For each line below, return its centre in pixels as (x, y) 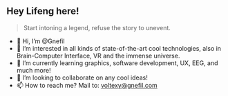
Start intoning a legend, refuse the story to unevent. (97, 27)
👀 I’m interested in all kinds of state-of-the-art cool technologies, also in (119, 48)
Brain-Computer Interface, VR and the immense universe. (98, 56)
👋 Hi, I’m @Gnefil (40, 41)
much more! (34, 70)
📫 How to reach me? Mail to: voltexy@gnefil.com (87, 85)
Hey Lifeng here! (43, 11)
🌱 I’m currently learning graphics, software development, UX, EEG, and (117, 63)
